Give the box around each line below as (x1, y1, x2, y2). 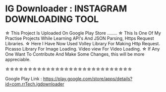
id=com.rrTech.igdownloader (5, 81, 64, 87)
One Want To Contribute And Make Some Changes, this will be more (5, 51, 145, 57)
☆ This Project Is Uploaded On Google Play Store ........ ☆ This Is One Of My (5, 30, 161, 36)
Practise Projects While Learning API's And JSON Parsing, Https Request (5, 35, 154, 41)
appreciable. (5, 56, 31, 62)
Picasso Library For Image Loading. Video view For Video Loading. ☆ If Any (5, 46, 160, 52)
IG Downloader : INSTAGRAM (5, 3, 127, 14)
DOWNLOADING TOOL (5, 13, 99, 25)
